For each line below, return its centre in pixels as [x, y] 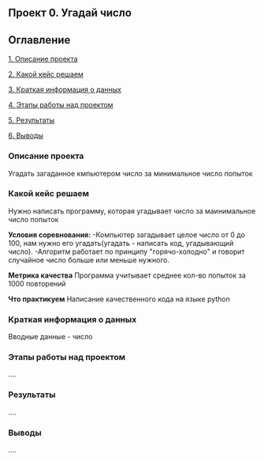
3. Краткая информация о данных [65, 89]
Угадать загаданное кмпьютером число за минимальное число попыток [131, 173]
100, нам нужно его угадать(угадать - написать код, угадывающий [121, 243]
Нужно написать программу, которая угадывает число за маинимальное [132, 211]
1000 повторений [37, 283]
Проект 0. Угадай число [70, 13]
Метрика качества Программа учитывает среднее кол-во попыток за [127, 275]
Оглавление [39, 40]
